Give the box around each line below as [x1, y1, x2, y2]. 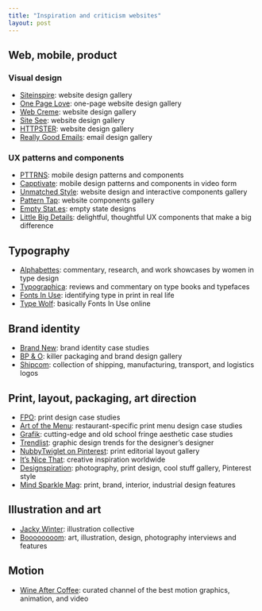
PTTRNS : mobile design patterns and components [19, 170, 184, 180]
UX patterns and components [8, 153, 125, 164]
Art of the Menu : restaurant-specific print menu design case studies [19, 420, 243, 430]
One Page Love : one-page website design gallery [19, 99, 182, 108]
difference [19, 221, 54, 230]
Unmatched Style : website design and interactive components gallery [19, 188, 248, 197]
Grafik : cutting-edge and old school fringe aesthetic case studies [19, 429, 233, 439]
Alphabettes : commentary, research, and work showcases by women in [19, 265, 254, 275]
